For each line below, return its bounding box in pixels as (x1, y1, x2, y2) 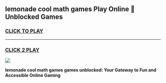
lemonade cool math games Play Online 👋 (5, 5, 135, 13)
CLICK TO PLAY (5, 28, 43, 35)
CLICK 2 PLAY (5, 46, 40, 53)
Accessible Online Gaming (5, 72, 61, 78)
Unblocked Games (5, 13, 63, 21)
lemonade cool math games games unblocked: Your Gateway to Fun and (5, 67, 157, 73)
